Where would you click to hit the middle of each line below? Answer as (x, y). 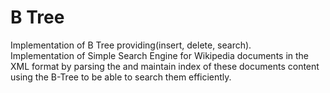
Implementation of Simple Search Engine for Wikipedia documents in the (160, 55)
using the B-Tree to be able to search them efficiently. (121, 77)
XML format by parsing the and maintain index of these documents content (165, 66)
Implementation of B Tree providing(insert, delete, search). (131, 45)
